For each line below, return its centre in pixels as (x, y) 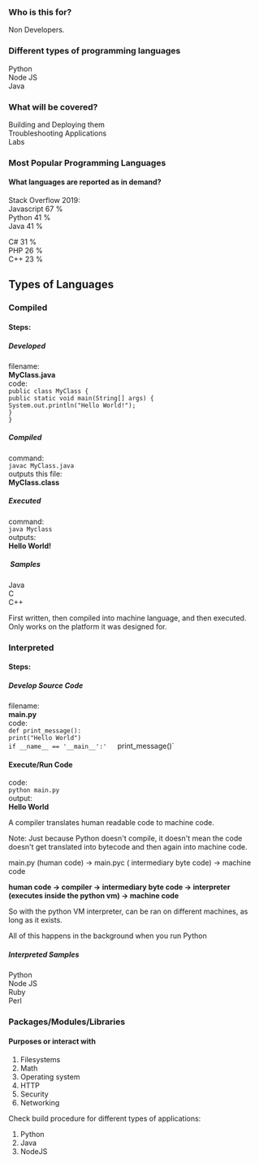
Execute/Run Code (41, 764)
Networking (40, 1102)
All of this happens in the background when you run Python (108, 936)
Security (34, 1094)
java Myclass (30, 529)
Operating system (50, 1077)
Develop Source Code (46, 685)
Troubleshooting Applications (58, 133)
